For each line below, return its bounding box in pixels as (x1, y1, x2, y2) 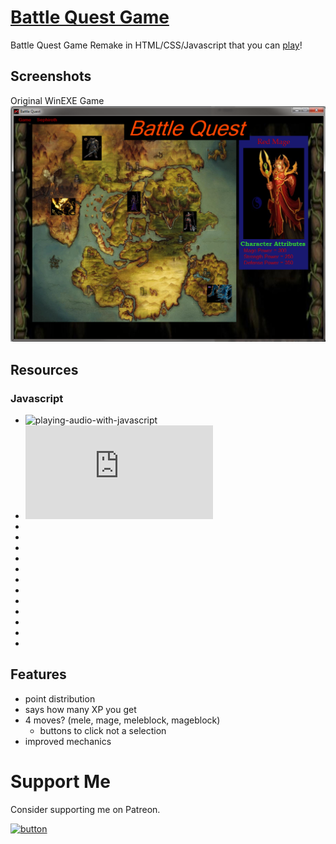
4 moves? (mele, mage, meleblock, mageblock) (24, 714, 221, 726)
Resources (10, 361, 79, 378)
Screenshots (10, 68, 92, 85)
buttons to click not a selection (39, 724, 167, 736)
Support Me (10, 770, 111, 793)
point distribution (24, 692, 96, 705)
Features (10, 666, 67, 683)
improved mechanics (24, 735, 112, 747)
